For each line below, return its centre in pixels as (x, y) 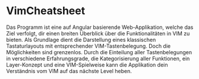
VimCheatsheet (46, 11)
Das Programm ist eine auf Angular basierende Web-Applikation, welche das (100, 27)
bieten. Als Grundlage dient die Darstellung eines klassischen (81, 39)
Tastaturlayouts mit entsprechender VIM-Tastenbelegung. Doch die (89, 46)
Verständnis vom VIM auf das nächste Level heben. (69, 71)
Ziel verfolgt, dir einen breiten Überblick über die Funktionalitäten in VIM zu (98, 33)
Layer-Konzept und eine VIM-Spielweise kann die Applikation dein (87, 65)
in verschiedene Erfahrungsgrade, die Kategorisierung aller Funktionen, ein (98, 58)
